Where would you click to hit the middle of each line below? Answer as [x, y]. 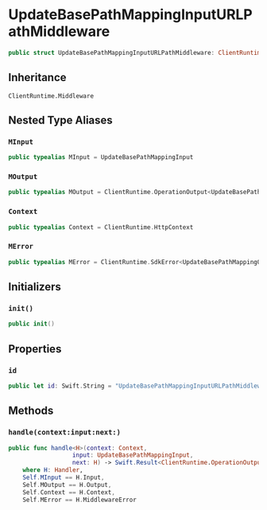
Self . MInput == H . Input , [64, 478]
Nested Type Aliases [60, 121]
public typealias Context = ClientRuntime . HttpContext [101, 227]
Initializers [35, 287]
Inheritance [37, 78]
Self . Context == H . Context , [69, 492]
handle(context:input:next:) [65, 432]
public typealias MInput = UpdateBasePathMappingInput [101, 158]
